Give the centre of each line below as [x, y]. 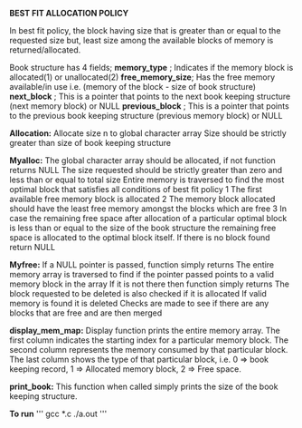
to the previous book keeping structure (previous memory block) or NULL [146, 116]
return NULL [33, 247]
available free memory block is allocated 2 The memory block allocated [142, 199]
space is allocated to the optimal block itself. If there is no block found [140, 238]
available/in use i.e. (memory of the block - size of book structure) [132, 87]
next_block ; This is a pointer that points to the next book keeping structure [150, 96]
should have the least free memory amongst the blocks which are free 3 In [148, 209]
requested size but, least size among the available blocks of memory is [142, 40]
